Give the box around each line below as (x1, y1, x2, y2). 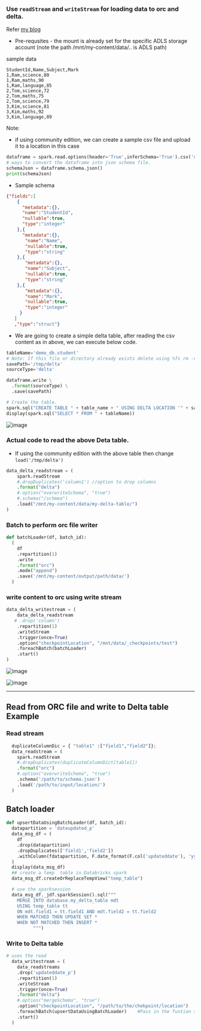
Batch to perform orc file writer (6, 521, 98, 529)
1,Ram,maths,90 (6, 77, 44, 84)
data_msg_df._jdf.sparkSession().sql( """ (11, 892, 117, 898)
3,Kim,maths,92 (6, 109, 44, 115)
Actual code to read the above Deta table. (6, 436, 129, 445)
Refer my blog (6, 26, 41, 33)
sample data (6, 56, 37, 63)
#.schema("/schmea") (17, 495, 68, 501)
